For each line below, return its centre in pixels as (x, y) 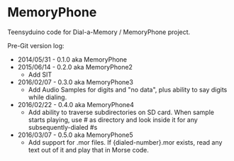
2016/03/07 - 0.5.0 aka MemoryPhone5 (75, 135)
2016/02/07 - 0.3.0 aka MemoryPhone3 (75, 82)
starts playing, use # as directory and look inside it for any (113, 120)
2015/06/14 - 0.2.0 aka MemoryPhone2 (75, 67)
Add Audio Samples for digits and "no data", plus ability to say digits (128, 89)
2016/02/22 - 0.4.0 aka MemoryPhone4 (76, 104)
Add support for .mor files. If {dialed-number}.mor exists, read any (125, 142)
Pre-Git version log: (36, 45)
